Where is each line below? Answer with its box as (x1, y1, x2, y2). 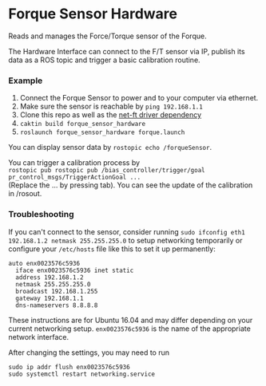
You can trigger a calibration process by (8, 158, 141, 167)
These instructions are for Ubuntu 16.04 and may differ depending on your (8, 315, 253, 325)
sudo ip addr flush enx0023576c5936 (8, 363, 130, 371)
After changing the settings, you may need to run (8, 348, 170, 357)
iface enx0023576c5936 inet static (15, 266, 134, 274)
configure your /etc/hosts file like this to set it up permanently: (8, 244, 216, 254)
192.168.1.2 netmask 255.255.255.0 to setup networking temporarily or (8, 235, 243, 245)
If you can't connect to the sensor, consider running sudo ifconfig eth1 (8, 226, 245, 236)
